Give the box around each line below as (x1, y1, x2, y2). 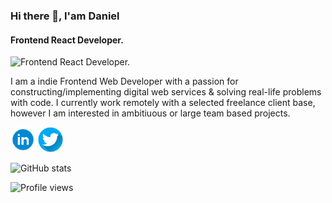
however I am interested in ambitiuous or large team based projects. (10, 107, 291, 119)
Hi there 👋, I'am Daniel (10, 9, 120, 23)
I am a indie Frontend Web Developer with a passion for (10, 75, 239, 88)
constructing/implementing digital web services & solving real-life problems (10, 86, 322, 98)
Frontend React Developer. (10, 34, 124, 46)
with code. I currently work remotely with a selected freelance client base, (10, 97, 316, 109)
